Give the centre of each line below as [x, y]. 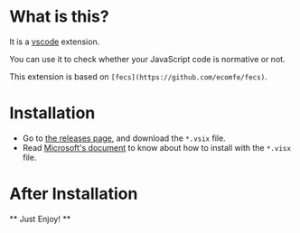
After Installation [74, 194]
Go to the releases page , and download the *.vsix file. [124, 138]
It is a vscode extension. [55, 42]
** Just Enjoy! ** [40, 219]
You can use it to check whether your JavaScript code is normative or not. [148, 59]
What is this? [60, 17]
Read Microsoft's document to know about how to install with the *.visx [157, 147]
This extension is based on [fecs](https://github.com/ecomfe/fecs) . [139, 76]
